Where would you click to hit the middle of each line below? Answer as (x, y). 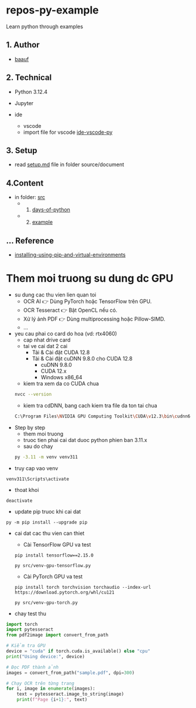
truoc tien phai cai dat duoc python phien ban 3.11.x (85, 440)
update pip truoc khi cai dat (48, 511)
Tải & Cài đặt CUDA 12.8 (61, 352)
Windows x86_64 (61, 377)
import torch (22, 624)
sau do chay (38, 446)
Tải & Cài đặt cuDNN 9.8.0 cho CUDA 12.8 (82, 358)
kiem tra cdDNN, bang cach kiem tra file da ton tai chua (90, 405)
